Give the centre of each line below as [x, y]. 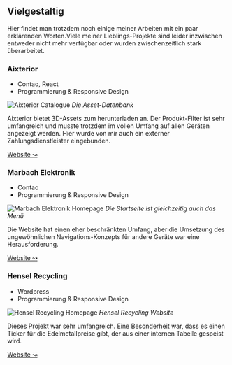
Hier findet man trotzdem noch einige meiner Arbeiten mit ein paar [103, 28]
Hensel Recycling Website [136, 312]
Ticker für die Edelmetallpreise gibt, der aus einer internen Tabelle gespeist [115, 333]
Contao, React [38, 84]
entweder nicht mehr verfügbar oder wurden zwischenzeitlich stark [104, 43]
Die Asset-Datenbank [103, 105]
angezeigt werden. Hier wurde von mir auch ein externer [88, 134]
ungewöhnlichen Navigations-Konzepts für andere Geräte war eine [104, 237]
